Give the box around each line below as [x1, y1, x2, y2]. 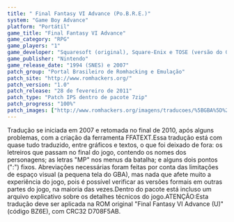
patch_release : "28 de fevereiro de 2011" [7, 87, 132, 94]
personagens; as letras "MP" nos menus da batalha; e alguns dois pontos [7, 155, 218, 164]
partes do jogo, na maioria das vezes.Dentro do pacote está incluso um [7, 185, 212, 193]
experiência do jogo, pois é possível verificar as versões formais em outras [7, 178, 223, 186]
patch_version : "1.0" [7, 81, 70, 88]
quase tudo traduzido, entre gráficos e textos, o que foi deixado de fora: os [7, 140, 223, 149]
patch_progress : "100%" [7, 101, 77, 108]
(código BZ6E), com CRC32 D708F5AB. [7, 207, 121, 215]
